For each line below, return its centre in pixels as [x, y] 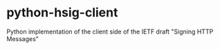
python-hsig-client [62, 13]
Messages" [23, 38]
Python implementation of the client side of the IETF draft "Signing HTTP [110, 32]
